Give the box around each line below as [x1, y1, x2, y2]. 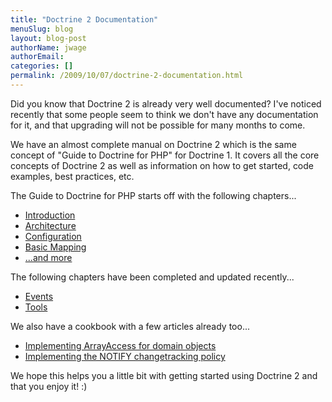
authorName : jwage [10, 42, 87, 53]
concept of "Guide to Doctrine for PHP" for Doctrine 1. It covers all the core [10, 149, 320, 161]
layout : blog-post [10, 33, 87, 43]
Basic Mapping [24, 241, 87, 253]
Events [24, 290, 54, 302]
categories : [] [10, 61, 74, 71]
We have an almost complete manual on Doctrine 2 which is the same [10, 138, 297, 150]
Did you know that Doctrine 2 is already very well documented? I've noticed [10, 97, 322, 110]
